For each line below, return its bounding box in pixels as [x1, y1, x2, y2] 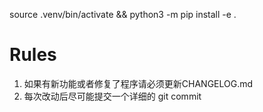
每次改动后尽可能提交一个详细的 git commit [23, 90, 202, 102]
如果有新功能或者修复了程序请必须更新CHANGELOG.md [23, 77, 254, 89]
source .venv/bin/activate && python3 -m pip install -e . [9, 9, 237, 20]
